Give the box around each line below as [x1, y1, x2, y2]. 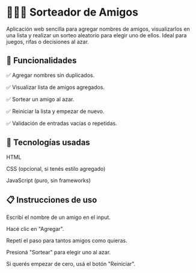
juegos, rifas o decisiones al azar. [6, 38, 89, 45]
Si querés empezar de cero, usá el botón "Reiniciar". [6, 260, 136, 268]
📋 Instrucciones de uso [6, 195, 97, 205]
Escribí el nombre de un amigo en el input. [6, 213, 111, 221]
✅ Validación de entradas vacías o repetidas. [6, 120, 117, 127]
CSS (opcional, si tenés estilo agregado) [6, 165, 106, 172]
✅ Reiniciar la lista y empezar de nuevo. [6, 108, 105, 115]
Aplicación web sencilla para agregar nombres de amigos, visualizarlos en [6, 25, 191, 32]
